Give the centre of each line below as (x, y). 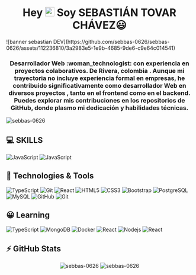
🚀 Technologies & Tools (50, 176)
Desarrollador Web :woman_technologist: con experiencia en (99, 63)
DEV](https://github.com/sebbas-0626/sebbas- (111, 41)
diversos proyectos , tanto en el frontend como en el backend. (99, 93)
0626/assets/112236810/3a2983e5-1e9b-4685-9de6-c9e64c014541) (91, 48)
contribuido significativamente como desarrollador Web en (99, 85)
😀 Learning (28, 215)
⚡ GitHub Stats (33, 249)
